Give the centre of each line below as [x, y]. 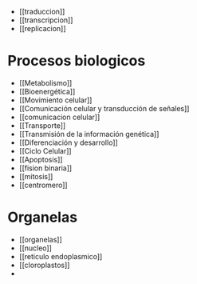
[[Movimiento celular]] [55, 100]
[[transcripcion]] [46, 20]
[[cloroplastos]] [44, 265]
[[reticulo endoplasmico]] [61, 256]
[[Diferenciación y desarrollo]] [69, 142]
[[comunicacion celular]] [59, 117]
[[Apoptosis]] [41, 159]
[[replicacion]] [42, 28]
